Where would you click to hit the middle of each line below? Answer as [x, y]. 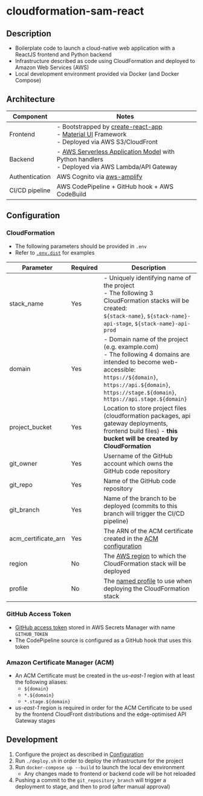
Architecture [31, 99]
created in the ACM [131, 538]
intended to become [132, 362]
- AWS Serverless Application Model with [116, 152]
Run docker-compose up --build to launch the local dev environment [100, 767]
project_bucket [31, 427]
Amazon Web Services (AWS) [52, 67]
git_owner [23, 463]
